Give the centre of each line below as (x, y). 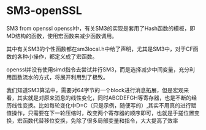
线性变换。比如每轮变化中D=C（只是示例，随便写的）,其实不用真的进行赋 (104, 105)
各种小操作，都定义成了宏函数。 (57, 56)
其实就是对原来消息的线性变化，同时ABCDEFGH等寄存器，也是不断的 (104, 98)
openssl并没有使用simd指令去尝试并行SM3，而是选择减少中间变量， (93, 69)
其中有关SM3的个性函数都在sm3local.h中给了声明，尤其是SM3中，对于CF (100, 49)
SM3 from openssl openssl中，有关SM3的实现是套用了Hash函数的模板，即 (101, 28)
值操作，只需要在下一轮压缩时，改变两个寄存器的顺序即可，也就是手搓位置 (100, 113)
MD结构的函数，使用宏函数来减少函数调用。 (62, 36)
